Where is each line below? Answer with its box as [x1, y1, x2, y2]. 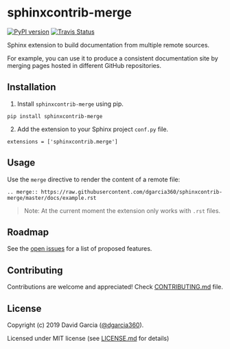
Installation [7, 81, 56, 93]
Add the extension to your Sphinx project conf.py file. [16, 125, 169, 133]
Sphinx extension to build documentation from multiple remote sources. [7, 41, 210, 49]
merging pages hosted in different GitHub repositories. [7, 61, 161, 69]
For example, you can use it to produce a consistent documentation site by [7, 54, 218, 63]
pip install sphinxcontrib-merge [7, 113, 103, 120]
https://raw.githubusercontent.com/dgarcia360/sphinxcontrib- [41, 188, 223, 195]
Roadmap [7, 226, 49, 238]
